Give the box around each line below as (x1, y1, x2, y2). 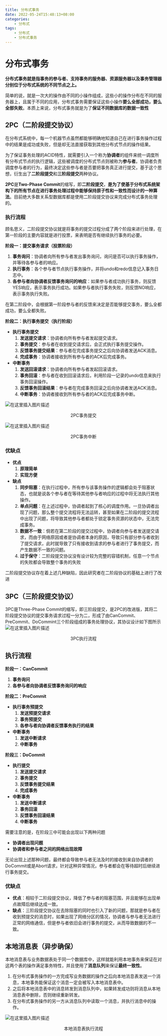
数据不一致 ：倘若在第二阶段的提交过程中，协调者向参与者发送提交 (19, 528, 155, 534)
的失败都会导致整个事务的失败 (19, 559, 81, 565)
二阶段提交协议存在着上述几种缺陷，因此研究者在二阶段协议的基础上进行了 (5, 570, 158, 576)
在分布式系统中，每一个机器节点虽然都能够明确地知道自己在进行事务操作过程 (5, 135, 162, 141)
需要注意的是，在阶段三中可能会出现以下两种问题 (5, 829, 105, 835)
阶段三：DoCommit (5, 752, 46, 758)
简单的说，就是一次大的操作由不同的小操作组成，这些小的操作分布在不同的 (5, 92, 158, 98)
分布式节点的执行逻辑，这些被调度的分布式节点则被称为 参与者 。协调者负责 (9, 158, 162, 164)
